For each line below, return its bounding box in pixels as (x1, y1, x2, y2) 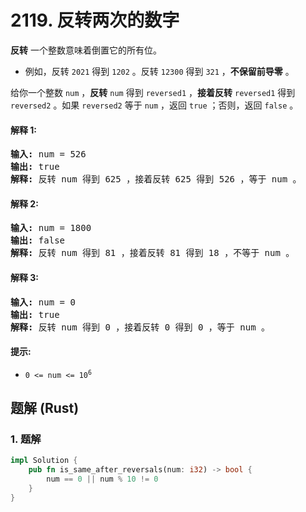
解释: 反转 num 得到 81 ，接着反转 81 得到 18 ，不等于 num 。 (10, 247, 295, 259)
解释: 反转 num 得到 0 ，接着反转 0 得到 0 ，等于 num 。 (10, 321, 271, 333)
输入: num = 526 (10, 149, 87, 160)
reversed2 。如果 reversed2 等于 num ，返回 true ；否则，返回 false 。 (10, 99, 299, 111)
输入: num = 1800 (10, 222, 92, 234)
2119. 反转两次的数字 (10, 9, 180, 32)
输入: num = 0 (10, 296, 76, 308)
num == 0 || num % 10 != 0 (46, 474, 159, 485)
